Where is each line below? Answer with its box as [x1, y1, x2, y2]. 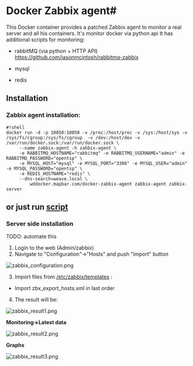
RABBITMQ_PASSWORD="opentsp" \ [6, 155, 83, 161]
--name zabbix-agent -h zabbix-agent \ [19, 145, 117, 151]
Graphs [6, 342, 25, 349]
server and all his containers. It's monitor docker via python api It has [6, 29, 173, 36]
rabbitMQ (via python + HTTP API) [14, 47, 98, 54]
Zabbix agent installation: [6, 111, 81, 119]
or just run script [6, 202, 69, 212]
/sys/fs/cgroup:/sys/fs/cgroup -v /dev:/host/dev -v [6, 135, 141, 140]
